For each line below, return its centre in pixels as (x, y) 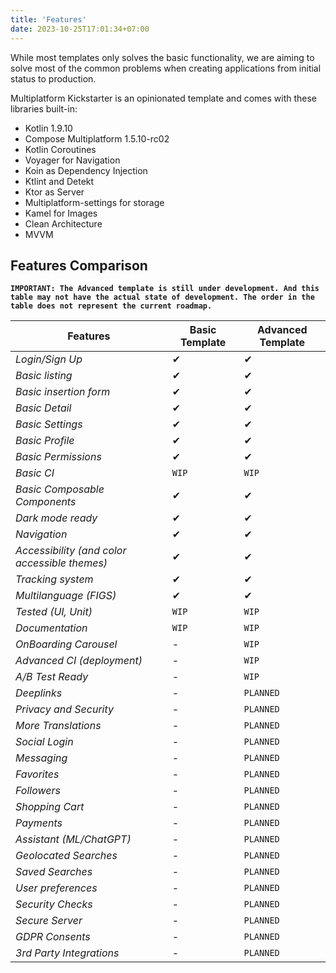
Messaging (41, 758)
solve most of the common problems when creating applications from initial (166, 68)
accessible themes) (61, 563)
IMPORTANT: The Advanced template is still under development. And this (165, 289)
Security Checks (54, 904)
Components (46, 502)
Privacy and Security (64, 709)
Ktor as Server (54, 192)
